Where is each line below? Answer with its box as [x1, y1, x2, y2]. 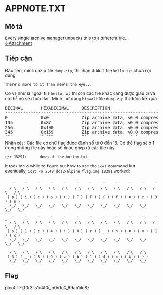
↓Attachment [5, 40, 32, 46]
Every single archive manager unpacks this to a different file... [5, 35, 129, 41]
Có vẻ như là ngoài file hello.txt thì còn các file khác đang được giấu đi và [5, 91, 155, 96]
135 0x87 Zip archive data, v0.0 [5, 120, 138, 125]
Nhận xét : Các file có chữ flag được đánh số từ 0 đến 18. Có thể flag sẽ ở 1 [5, 140, 154, 146]
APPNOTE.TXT [5, 3, 66, 14]
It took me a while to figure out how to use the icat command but [5, 163, 136, 168]
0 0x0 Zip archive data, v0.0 [5, 115, 138, 120]
